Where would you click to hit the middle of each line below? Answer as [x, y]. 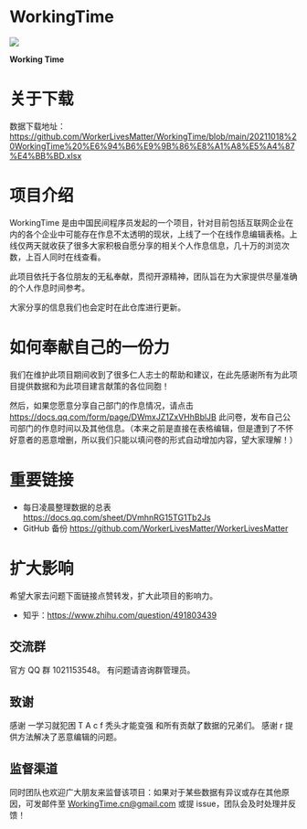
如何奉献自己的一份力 [90, 347]
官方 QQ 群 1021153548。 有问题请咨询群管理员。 [102, 670]
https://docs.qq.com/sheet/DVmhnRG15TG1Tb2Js [117, 517]
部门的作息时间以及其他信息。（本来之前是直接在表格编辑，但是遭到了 [147, 428]
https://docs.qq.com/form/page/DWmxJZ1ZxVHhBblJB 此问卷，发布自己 [146, 417]
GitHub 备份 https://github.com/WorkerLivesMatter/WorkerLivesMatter [155, 528]
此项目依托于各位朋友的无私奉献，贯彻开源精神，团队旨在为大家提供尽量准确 [153, 276]
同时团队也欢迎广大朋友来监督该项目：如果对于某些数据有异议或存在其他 [145, 792]
